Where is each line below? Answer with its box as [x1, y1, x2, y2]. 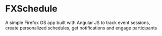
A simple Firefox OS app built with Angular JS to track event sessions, [5, 19, 150, 25]
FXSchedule [5, 3, 58, 14]
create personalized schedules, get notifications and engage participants [5, 24, 157, 30]
